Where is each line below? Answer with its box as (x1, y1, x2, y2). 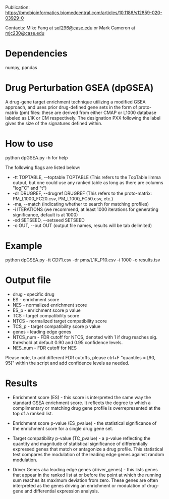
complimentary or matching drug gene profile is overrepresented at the (12, 405, 161, 411)
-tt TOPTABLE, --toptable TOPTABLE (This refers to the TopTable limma (12, 174, 161, 180)
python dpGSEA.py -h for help (5, 154, 68, 160)
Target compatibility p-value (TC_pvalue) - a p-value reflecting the (12, 435, 151, 441)
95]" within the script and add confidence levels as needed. (5, 360, 130, 366)
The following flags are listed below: (5, 164, 81, 171)
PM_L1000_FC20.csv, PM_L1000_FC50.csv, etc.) (12, 195, 114, 201)
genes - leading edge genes (12, 328, 72, 335)
